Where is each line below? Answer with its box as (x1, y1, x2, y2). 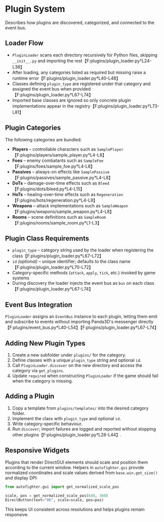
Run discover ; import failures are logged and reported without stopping (12, 426, 156, 431)
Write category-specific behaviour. (12, 421, 83, 427)
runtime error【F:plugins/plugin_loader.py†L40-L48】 (12, 75, 121, 81)
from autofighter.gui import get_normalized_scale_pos (5, 484, 119, 489)
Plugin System (5, 3, 65, 15)
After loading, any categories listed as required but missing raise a (12, 69, 146, 75)
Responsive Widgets (5, 446, 70, 454)
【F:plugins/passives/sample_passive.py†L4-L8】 (12, 175, 113, 181)
